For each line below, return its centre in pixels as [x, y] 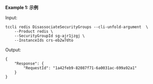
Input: [11, 18]
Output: [13, 50]
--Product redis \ [34, 32]
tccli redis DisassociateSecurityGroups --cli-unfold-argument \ [77, 27]
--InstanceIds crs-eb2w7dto [44, 40]
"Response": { [29, 64]
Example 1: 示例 [22, 7]
